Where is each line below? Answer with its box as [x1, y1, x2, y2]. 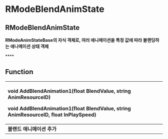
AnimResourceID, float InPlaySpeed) [7, 111, 96, 118]
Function [5, 68, 33, 76]
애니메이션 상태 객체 [10, 43, 49, 49]
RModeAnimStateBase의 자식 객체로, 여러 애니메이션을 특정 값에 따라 [5, 37, 142, 43]
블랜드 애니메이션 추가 [7, 126, 56, 133]
